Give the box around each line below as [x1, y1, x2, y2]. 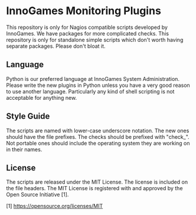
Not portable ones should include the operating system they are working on [6, 139, 190, 146]
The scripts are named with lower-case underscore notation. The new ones [6, 127, 190, 134]
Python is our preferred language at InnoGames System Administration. [6, 75, 180, 82]
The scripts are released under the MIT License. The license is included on [6, 178, 188, 185]
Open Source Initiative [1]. [6, 191, 69, 198]
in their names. [6, 146, 43, 153]
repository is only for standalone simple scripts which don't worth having [6, 36, 184, 43]
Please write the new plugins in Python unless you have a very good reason [6, 82, 190, 89]
